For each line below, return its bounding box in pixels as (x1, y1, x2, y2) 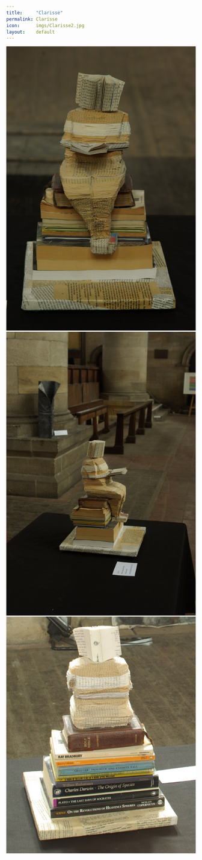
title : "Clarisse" (6, 10, 63, 16)
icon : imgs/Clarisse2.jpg (6, 22, 85, 28)
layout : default (6, 29, 55, 35)
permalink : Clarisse (6, 16, 58, 22)
